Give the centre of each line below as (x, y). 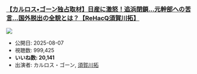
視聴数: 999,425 (34, 51)
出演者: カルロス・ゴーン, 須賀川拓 (57, 65)
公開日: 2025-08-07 (39, 43)
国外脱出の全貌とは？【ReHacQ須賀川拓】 (79, 18)
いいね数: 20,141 (35, 58)
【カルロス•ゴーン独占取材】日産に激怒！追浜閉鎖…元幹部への (96, 9)
